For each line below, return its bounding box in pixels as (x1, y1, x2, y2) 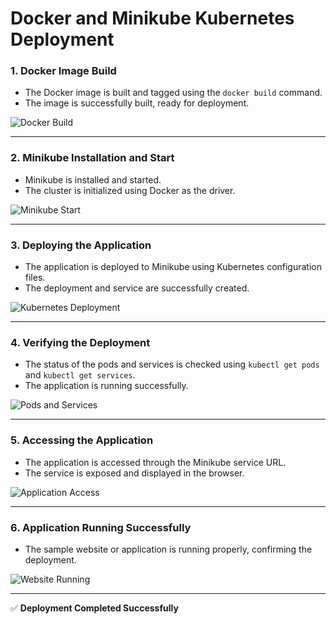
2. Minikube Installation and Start (10, 151, 175, 165)
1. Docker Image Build (10, 64, 117, 78)
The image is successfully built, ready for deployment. (24, 97, 250, 109)
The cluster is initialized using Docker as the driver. (24, 184, 236, 196)
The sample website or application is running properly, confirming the (24, 543, 313, 555)
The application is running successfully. (24, 380, 189, 392)
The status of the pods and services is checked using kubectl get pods (24, 358, 320, 371)
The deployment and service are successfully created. (24, 282, 250, 294)
